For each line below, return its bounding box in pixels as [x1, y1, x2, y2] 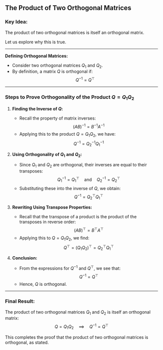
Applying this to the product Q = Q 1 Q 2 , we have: [19, 131, 116, 138]
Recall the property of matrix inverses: [19, 115, 96, 121]
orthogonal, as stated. [5, 339, 49, 345]
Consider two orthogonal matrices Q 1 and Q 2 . [12, 62, 103, 70]
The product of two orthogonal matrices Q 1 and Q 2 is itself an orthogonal [5, 309, 151, 316]
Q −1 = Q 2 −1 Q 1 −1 [73, 140, 104, 148]
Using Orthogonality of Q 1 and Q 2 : [12, 151, 82, 158]
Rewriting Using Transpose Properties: [12, 204, 92, 210]
